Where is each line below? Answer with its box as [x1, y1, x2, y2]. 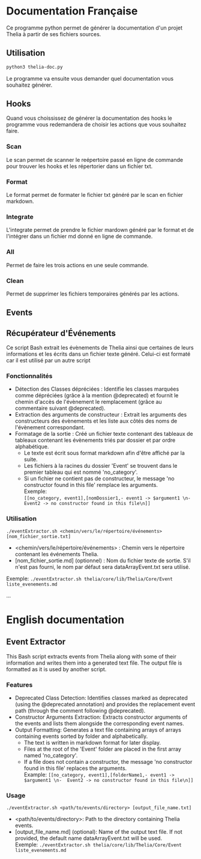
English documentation [6, 613, 125, 627]
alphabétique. [14, 443, 49, 450]
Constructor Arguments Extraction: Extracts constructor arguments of [14, 713, 188, 721]
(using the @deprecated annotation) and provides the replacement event [14, 701, 196, 708]
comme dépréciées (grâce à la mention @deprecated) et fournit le [14, 392, 179, 399]
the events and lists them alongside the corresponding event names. [14, 720, 185, 727]
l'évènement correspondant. [14, 424, 85, 431]
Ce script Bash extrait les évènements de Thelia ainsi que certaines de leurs [6, 344, 194, 352]
